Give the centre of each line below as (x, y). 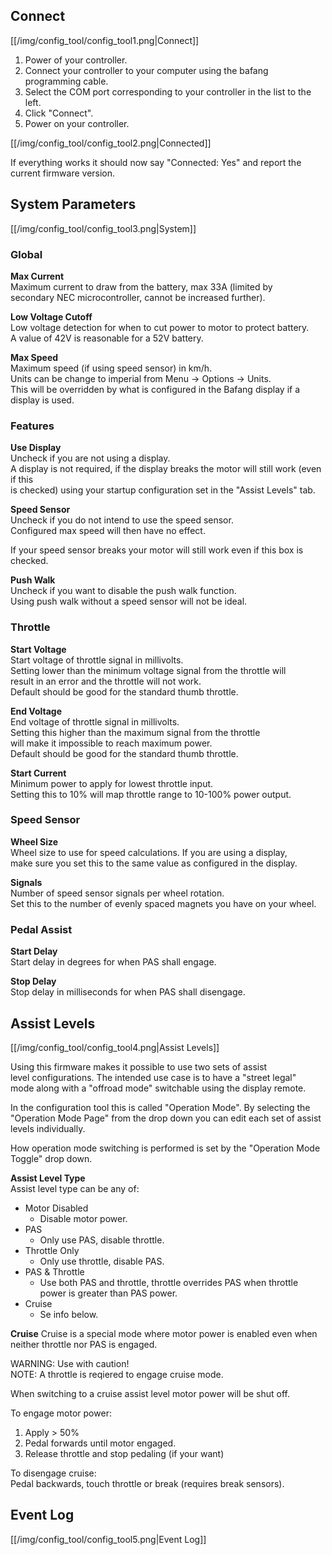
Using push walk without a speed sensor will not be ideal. (129, 601)
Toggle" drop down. (51, 1158)
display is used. (42, 400)
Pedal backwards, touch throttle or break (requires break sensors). (147, 1483)
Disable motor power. (83, 1218)
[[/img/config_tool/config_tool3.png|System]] (103, 228)
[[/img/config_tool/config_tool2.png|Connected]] (111, 143)
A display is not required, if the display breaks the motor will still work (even (166, 469)
